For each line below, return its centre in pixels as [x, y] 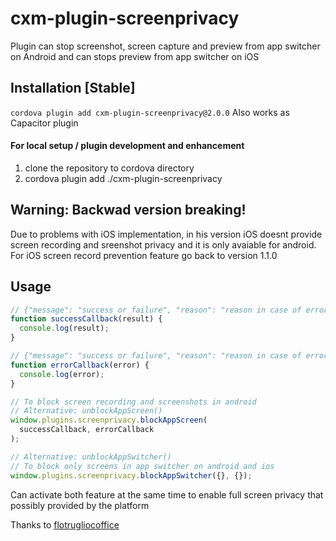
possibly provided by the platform [80, 505]
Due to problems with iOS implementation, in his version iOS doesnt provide [166, 234]
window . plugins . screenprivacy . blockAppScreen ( [109, 420]
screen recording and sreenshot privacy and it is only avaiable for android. [163, 244]
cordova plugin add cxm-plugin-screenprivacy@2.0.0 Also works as [150, 112]
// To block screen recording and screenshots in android [133, 402]
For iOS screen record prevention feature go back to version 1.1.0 [144, 255]
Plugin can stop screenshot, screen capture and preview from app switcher [165, 46]
